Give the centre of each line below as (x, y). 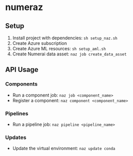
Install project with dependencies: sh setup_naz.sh (65, 38)
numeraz (24, 7)
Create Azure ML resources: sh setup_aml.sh (59, 49)
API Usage (22, 70)
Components (21, 84)
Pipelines (17, 113)
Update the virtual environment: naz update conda (64, 148)
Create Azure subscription (40, 43)
